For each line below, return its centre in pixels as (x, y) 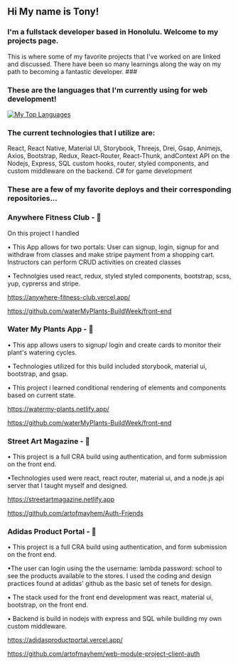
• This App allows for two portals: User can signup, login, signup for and (113, 247)
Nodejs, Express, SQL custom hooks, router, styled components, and (108, 164)
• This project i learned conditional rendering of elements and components (117, 387)
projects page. (33, 41)
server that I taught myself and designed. (67, 486)
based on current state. (42, 395)
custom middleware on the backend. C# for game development (100, 171)
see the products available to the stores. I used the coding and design (109, 576)
